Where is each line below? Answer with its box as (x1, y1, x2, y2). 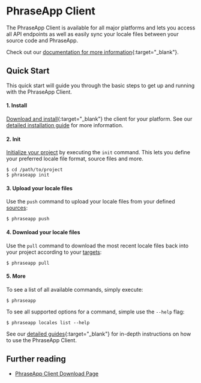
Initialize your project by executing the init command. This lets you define (6, 149, 191, 156)
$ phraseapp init (6, 172, 50, 178)
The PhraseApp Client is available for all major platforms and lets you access (6, 24, 196, 31)
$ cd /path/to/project (6, 167, 63, 173)
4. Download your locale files (6, 228, 80, 235)
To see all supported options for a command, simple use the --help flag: (6, 308, 185, 315)
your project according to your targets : (6, 248, 102, 256)
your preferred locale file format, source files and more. (6, 155, 144, 163)
